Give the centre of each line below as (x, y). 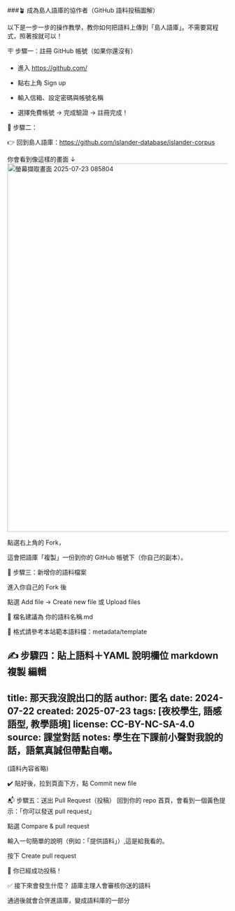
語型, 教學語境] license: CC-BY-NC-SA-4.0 (101, 724)
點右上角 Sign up (42, 83)
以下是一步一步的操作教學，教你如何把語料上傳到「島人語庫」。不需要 (107, 27)
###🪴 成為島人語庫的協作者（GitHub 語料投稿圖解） (83, 10)
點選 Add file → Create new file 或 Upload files (74, 602)
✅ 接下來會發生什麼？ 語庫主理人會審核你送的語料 (79, 886)
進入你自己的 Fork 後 (37, 587)
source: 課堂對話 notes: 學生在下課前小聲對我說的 (115, 737)
